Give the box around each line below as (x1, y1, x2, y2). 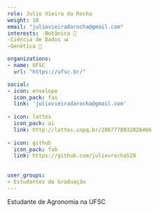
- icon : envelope (7, 87, 58, 94)
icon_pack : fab (13, 146, 58, 153)
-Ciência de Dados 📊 (7, 36, 69, 43)
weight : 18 (7, 17, 39, 24)
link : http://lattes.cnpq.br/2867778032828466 (13, 126, 152, 133)
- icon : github (7, 139, 52, 147)
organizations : (7, 55, 52, 63)
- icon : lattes (7, 113, 52, 121)
